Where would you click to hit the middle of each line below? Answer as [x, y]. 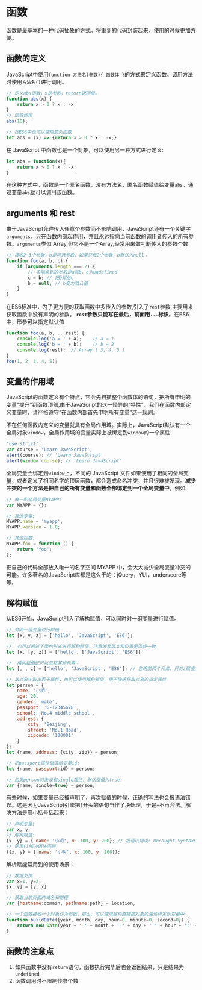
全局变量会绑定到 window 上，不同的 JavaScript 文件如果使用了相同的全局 [95, 473]
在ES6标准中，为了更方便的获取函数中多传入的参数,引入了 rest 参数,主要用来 [100, 307]
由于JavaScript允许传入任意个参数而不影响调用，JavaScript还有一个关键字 [99, 229]
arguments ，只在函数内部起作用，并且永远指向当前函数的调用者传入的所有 [97, 236]
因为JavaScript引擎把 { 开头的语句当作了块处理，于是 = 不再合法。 [106, 805]
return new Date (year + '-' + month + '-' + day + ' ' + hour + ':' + [107, 926]
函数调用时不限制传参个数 [47, 981]
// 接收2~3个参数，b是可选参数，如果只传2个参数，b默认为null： [78, 255]
